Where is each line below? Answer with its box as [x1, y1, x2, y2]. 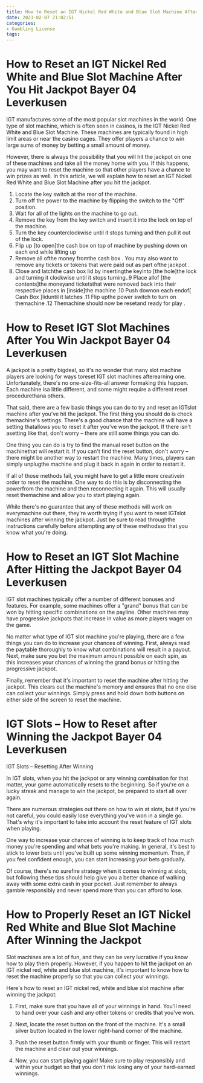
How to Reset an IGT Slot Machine [6, 550, 179, 564]
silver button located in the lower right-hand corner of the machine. [14, 1027, 183, 1034]
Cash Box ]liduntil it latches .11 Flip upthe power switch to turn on [14, 294, 176, 301]
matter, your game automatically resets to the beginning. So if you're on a [6, 780, 189, 788]
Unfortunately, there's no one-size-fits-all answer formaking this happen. [6, 379, 188, 387]
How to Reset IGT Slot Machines [6, 321, 170, 335]
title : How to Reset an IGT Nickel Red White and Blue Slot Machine [6, 8, 182, 15]
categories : [6, 20, 36, 26]
